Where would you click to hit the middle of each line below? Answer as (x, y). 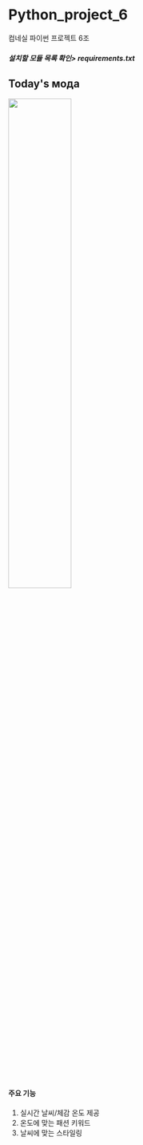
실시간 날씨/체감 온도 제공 (60, 1112)
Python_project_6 (68, 15)
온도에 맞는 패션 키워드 (55, 1123)
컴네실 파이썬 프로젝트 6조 (49, 38)
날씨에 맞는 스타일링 (51, 1133)
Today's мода (44, 83)
